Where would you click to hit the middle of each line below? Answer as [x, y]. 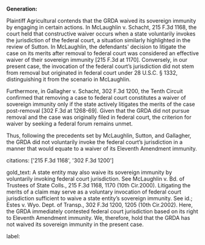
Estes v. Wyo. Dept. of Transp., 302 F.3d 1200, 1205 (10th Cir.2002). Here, [99, 205]
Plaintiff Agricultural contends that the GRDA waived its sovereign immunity [101, 21]
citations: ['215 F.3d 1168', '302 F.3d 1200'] [60, 160]
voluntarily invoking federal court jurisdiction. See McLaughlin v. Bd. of [95, 179]
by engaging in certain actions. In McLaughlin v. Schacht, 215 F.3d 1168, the [102, 27]
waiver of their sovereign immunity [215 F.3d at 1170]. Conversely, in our [97, 60]
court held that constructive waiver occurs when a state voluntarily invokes [101, 34]
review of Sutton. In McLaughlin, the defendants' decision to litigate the [96, 47]
